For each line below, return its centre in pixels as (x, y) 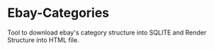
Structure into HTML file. (43, 39)
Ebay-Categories (58, 13)
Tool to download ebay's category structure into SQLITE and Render (107, 32)
